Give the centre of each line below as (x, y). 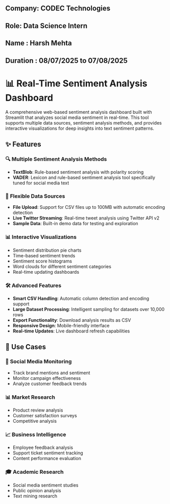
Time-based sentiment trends (44, 255)
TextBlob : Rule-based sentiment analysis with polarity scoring (78, 172)
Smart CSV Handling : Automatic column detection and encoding (81, 299)
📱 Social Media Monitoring (39, 362)
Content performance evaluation (47, 459)
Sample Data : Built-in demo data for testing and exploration (76, 224)
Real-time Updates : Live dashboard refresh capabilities (71, 331)
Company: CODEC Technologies (58, 8)
